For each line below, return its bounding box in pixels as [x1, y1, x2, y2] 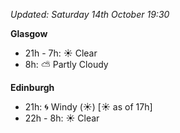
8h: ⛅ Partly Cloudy [24, 59, 109, 70]
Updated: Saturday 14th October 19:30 [10, 9, 170, 20]
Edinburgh [10, 82, 55, 93]
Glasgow [10, 28, 48, 39]
